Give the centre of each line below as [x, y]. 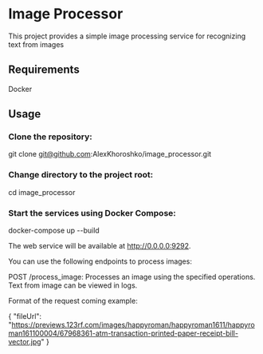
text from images [36, 44]
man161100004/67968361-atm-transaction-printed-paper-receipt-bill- [124, 333]
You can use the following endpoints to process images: [100, 261]
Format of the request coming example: [73, 301]
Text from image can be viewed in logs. [73, 285]
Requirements [44, 70]
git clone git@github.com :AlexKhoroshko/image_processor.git [110, 154]
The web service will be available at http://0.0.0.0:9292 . [100, 246]
